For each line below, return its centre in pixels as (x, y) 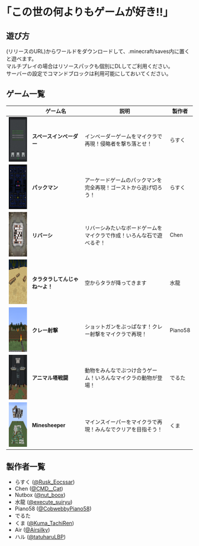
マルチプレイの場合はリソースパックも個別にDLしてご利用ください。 (90, 66)
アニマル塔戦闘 (50, 378)
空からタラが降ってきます (116, 282)
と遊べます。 (22, 59)
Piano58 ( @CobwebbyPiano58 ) (53, 509)
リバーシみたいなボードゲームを (124, 228)
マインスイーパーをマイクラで (121, 421)
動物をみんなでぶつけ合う (116, 370)
